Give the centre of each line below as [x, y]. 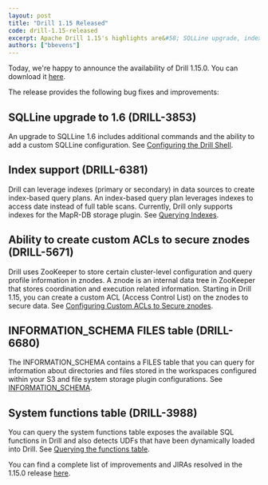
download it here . [37, 77]
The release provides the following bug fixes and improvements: [114, 92]
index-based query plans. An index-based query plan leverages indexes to [131, 197]
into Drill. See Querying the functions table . [79, 449]
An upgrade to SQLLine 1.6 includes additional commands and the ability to [132, 136]
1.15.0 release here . [39, 473]
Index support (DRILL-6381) [79, 170]
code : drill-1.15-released [53, 30]
